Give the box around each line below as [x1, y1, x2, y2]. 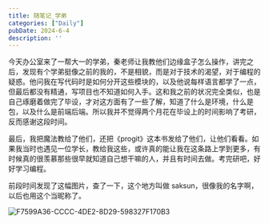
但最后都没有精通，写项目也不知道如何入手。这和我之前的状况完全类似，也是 [8, 87, 261, 97]
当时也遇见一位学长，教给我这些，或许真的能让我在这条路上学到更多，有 [22, 144, 261, 154]
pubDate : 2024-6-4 [8, 26, 70, 34]
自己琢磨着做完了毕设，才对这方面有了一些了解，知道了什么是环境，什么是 [8, 97, 254, 106]
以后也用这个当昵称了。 [8, 191, 86, 201]
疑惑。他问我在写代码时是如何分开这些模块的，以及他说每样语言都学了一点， [8, 77, 261, 86]
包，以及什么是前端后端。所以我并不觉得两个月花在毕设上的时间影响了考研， [8, 107, 261, 117]
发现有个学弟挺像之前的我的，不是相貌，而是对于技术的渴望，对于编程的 [22, 67, 261, 77]
